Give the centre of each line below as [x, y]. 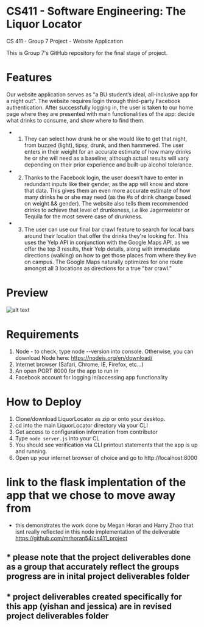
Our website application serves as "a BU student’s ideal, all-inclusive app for [102, 94]
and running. [31, 451]
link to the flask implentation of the [96, 482]
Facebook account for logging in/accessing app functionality [91, 377]
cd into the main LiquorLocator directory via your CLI [81, 425]
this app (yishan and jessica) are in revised [89, 607]
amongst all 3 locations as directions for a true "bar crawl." [98, 268]
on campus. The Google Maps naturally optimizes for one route [104, 262]
